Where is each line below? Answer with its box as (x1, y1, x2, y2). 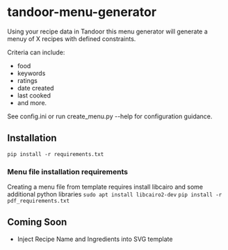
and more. (17, 98, 47, 107)
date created (17, 84, 54, 92)
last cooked (17, 91, 51, 100)
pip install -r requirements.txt (7, 150, 104, 157)
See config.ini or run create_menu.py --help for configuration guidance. (7, 112, 213, 120)
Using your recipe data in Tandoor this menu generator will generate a (7, 27, 209, 36)
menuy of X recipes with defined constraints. (7, 34, 136, 42)
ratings (17, 76, 38, 84)
